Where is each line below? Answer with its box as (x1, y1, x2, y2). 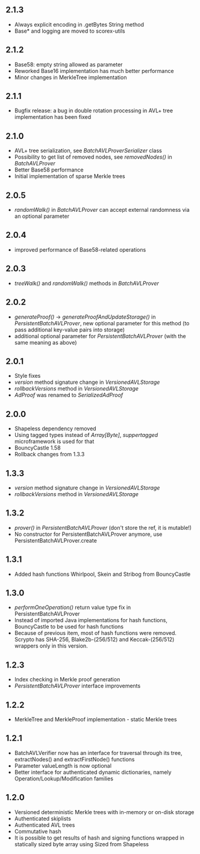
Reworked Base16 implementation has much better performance (14, 67, 174, 74)
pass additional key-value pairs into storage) (14, 326, 125, 333)
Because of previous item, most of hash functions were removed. (14, 629, 177, 637)
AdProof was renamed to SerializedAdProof (14, 392, 123, 399)
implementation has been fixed (14, 113, 92, 121)
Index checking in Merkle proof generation (14, 676, 120, 683)
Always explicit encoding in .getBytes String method (14, 21, 145, 28)
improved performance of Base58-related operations (14, 246, 146, 253)
